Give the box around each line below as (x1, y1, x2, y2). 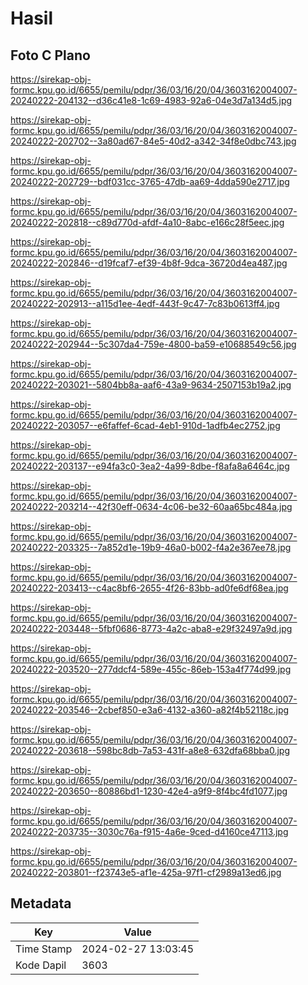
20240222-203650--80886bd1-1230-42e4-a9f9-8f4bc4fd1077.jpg (10, 785, 288, 797)
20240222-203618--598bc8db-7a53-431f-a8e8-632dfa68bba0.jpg (10, 745, 290, 756)
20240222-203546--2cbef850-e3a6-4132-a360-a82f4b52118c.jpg (10, 704, 290, 716)
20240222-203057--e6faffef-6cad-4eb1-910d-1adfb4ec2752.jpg (10, 420, 281, 431)
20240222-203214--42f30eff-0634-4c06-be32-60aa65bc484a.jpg (10, 501, 293, 512)
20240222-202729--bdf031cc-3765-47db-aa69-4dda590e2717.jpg (10, 176, 290, 187)
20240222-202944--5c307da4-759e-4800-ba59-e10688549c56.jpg (10, 338, 297, 350)
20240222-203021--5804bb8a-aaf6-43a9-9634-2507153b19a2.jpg (10, 379, 292, 391)
